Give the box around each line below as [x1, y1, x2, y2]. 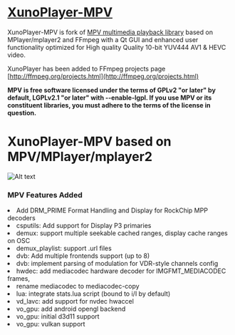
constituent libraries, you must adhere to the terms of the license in [7, 100, 211, 109]
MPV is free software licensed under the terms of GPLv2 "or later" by [7, 86, 216, 94]
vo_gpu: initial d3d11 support [16, 312, 100, 321]
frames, [7, 274, 31, 283]
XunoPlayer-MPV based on [7, 133, 172, 150]
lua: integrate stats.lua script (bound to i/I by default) [16, 289, 171, 298]
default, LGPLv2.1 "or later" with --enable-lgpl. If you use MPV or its [7, 93, 212, 102]
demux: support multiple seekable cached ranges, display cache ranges [16, 229, 228, 237]
